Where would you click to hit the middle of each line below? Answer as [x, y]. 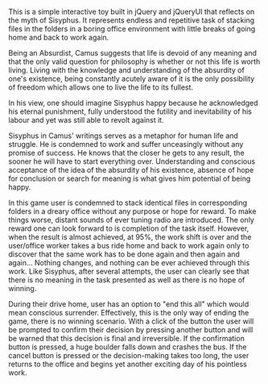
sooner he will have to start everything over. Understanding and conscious [132, 161]
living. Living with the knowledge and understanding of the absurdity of [127, 70]
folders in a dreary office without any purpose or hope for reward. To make [132, 211]
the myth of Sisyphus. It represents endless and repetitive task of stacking [132, 20]
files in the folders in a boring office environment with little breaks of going [132, 29]
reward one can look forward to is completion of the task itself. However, [129, 228]
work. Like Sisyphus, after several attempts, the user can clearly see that [129, 271]
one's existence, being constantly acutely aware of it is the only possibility [132, 79]
